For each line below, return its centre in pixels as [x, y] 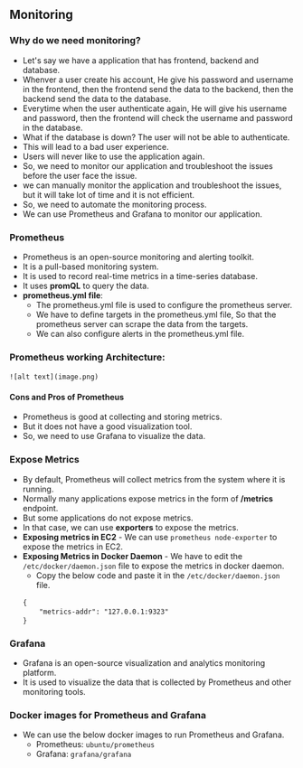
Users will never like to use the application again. [114, 156]
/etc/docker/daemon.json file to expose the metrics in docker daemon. [153, 566]
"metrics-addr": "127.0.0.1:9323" [104, 612]
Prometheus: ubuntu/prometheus [95, 745]
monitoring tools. [54, 692]
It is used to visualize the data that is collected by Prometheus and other [157, 682]
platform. [39, 673]
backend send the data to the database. [97, 98]
